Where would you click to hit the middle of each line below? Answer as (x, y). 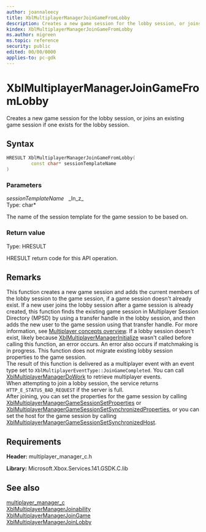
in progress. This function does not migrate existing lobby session (90, 351)
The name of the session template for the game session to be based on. (97, 217)
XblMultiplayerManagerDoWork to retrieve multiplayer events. (84, 377)
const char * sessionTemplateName (74, 164)
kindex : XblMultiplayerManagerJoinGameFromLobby (70, 29)
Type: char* (21, 205)
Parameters (24, 185)
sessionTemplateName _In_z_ (45, 199)
